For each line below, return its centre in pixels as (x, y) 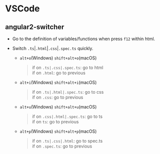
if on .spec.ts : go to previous (62, 146)
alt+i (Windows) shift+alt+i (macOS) (58, 82)
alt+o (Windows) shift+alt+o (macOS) (58, 58)
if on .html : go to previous (59, 73)
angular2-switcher (35, 27)
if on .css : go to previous (57, 97)
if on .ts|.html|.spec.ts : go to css (68, 92)
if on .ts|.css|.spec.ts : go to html (68, 68)
